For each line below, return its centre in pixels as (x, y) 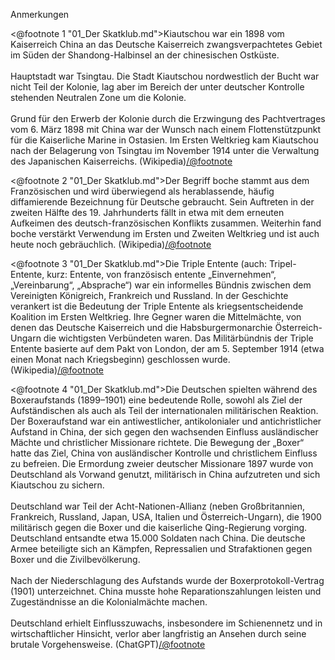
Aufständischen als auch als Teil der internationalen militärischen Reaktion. (164, 410)
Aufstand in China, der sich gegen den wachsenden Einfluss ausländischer (164, 432)
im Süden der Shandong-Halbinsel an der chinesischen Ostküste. (145, 55)
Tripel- (283, 263)
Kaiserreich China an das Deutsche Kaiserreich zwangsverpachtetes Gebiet (166, 44)
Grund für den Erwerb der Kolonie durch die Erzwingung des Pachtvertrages (168, 118)
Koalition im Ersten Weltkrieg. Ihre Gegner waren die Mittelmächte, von (156, 317)
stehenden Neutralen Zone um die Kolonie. (98, 97)
